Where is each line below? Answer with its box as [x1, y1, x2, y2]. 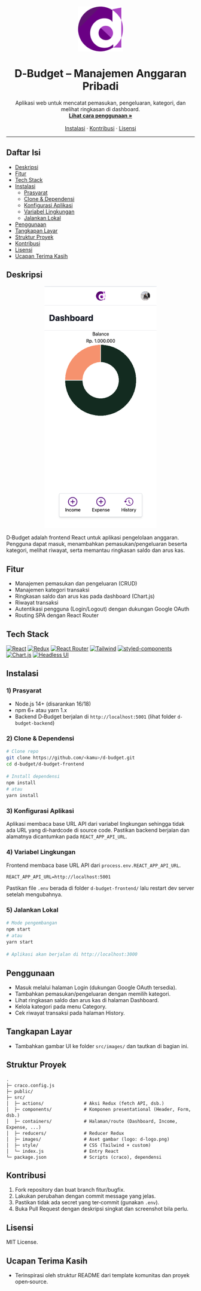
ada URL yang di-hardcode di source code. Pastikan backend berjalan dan [6, 826, 190, 834]
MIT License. [6, 1238, 38, 1246]
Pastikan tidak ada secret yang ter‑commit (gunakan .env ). [14, 1199, 160, 1206]
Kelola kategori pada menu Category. [14, 1003, 106, 1010]
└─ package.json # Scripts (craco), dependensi [6, 1154, 162, 1160]
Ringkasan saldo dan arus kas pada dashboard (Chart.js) [14, 593, 155, 600]
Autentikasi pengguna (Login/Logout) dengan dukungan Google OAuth [14, 605, 190, 613]
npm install [6, 780, 36, 786]
